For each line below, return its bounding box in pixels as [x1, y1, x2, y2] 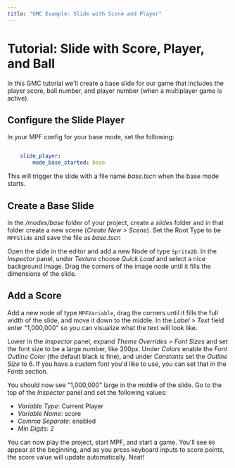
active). [7, 94, 30, 102]
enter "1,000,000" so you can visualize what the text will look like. [7, 323, 198, 331]
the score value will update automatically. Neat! [7, 453, 145, 461]
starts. [7, 179, 26, 188]
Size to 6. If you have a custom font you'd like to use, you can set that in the [7, 360, 227, 368]
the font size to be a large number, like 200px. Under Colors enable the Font [7, 344, 227, 353]
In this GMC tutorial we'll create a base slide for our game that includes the [7, 79, 224, 87]
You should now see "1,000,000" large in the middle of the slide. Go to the [7, 381, 222, 389]
